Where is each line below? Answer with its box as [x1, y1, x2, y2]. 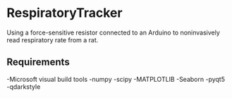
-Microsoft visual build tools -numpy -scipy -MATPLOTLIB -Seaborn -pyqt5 [6, 75, 225, 83]
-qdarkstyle [6, 82, 41, 91]
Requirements [6, 56, 70, 68]
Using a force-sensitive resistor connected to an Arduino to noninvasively [6, 28, 220, 37]
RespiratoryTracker [6, 5, 123, 21]
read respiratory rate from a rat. [6, 35, 99, 44]
